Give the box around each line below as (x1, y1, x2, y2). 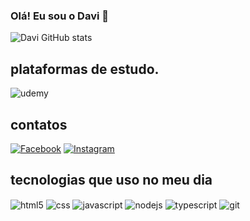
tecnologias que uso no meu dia (10, 172, 213, 189)
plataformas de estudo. (10, 60, 160, 78)
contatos (10, 116, 68, 133)
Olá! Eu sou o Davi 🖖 (10, 9, 109, 23)
